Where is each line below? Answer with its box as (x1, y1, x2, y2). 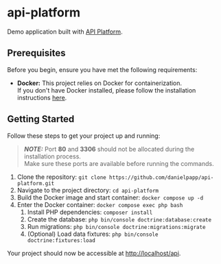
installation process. (23, 152, 81, 160)
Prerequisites (7, 47, 66, 59)
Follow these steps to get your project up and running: (7, 132, 161, 140)
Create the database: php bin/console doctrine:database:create (27, 215, 211, 224)
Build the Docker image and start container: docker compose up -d (16, 193, 204, 202)
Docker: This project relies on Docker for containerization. (16, 79, 183, 87)
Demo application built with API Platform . (7, 27, 123, 36)
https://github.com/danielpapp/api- (108, 173, 214, 181)
